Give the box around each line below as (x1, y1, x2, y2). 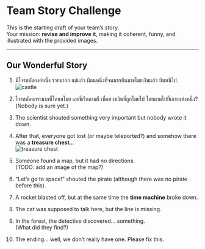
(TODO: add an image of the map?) (15, 163, 104, 171)
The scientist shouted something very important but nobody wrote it (15, 114, 187, 121)
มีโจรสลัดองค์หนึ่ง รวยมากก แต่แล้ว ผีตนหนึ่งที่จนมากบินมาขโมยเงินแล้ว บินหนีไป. (15, 76, 179, 84)
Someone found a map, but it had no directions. (15, 157, 135, 164)
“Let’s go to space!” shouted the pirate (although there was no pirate (15, 175, 188, 182)
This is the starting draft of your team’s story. (6, 24, 120, 31)
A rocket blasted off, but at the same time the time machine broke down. (15, 193, 198, 201)
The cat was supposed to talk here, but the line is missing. (15, 205, 162, 212)
